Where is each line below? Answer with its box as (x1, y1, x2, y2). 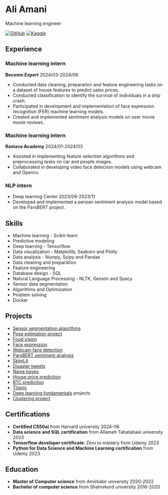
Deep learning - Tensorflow (12, 243, 71, 250)
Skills (5, 219, 23, 228)
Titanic (12, 384, 27, 391)
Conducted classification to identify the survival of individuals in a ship (12, 92, 161, 98)
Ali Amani (5, 4, 47, 15)
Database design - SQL (12, 270, 62, 276)
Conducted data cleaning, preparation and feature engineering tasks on (12, 81, 163, 87)
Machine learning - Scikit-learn (12, 232, 78, 239)
